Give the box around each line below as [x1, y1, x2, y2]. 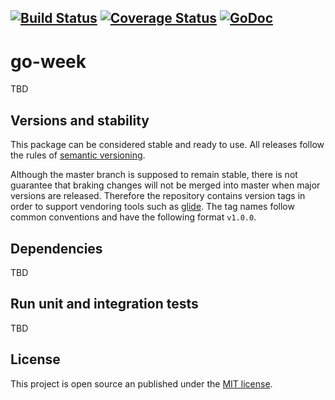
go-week [10, 50, 87, 73]
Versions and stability [10, 112, 150, 129]
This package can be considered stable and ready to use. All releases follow [10, 139, 325, 151]
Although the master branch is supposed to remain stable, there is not [10, 169, 298, 181]
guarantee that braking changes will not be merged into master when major [10, 179, 321, 191]
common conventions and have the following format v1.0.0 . [10, 211, 257, 223]
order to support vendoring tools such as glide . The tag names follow [10, 201, 295, 213]
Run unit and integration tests [10, 296, 199, 313]
